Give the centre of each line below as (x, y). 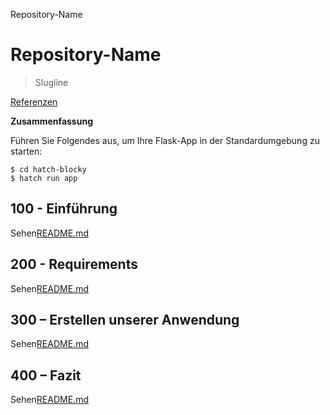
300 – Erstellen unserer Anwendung (125, 319)
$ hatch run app (44, 178)
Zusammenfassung (51, 121)
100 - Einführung (64, 209)
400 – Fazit (46, 375)
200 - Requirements (74, 264)
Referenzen (34, 101)
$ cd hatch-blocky (48, 169)
